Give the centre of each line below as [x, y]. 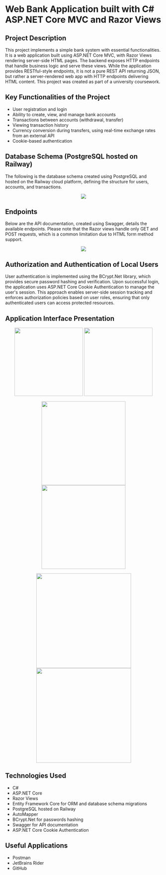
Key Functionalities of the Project [58, 97]
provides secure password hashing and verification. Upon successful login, [82, 282]
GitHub [20, 868]
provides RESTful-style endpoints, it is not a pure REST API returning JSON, [83, 71]
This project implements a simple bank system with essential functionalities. [83, 50]
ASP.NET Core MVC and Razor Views [83, 20]
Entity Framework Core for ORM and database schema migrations [80, 803]
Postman [21, 858]
